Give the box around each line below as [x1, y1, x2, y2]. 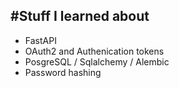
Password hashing [24, 66, 102, 78]
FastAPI [24, 34, 57, 46]
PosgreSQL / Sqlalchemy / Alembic [24, 55, 170, 68]
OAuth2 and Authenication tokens [24, 45, 165, 57]
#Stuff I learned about [10, 8, 150, 25]
